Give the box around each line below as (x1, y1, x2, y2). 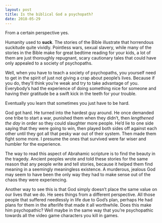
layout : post (5, 7, 32, 12)
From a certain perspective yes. (5, 30, 70, 36)
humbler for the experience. (5, 141, 62, 147)
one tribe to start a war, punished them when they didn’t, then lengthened (5, 115, 154, 121)
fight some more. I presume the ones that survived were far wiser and (5, 136, 146, 142)
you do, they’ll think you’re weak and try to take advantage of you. (5, 80, 139, 86)
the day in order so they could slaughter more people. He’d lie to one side (5, 120, 154, 126)
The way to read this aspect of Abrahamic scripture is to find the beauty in (5, 151, 156, 157)
